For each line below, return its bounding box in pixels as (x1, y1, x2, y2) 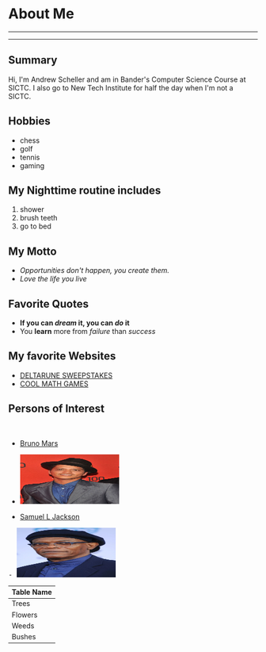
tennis (19, 152, 40, 162)
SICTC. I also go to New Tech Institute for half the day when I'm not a (8, 82, 234, 92)
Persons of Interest (8, 402, 105, 416)
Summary (8, 53, 58, 67)
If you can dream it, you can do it (19, 318, 130, 328)
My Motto (8, 244, 57, 258)
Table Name (11, 588, 53, 597)
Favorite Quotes (8, 297, 89, 310)
